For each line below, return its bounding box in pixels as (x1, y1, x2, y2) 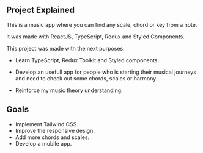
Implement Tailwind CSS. (15, 120, 78, 127)
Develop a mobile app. (15, 140, 72, 147)
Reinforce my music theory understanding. (15, 87, 124, 94)
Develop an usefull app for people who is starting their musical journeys (15, 68, 197, 76)
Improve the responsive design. (15, 127, 95, 134)
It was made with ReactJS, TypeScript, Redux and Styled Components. (6, 33, 185, 40)
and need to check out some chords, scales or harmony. (15, 74, 158, 82)
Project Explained (6, 5, 75, 15)
